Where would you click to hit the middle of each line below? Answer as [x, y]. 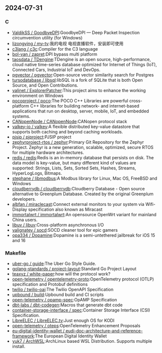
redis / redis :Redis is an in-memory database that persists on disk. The [83, 157]
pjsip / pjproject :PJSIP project [42, 137]
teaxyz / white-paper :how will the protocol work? [61, 274]
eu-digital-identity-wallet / [38, 331]
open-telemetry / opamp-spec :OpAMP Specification [64, 299]
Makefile [16, 253]
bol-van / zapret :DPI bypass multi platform [54, 54]
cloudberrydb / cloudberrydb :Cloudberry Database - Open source [78, 188]
